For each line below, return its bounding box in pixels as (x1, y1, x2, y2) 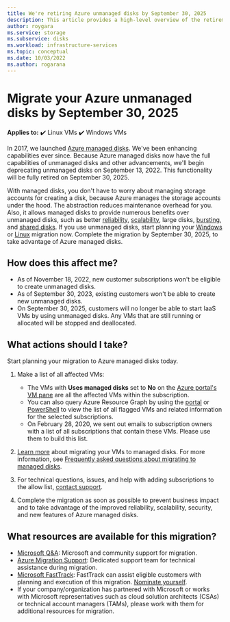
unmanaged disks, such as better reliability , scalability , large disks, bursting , (7, 215, 222, 223)
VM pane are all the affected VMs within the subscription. (27, 391, 190, 399)
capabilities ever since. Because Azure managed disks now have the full (7, 151, 211, 160)
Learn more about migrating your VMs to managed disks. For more (16, 448, 205, 456)
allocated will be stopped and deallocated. (16, 319, 137, 327)
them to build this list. (27, 434, 88, 443)
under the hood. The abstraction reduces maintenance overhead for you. (7, 201, 214, 209)
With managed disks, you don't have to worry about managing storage (7, 186, 206, 195)
